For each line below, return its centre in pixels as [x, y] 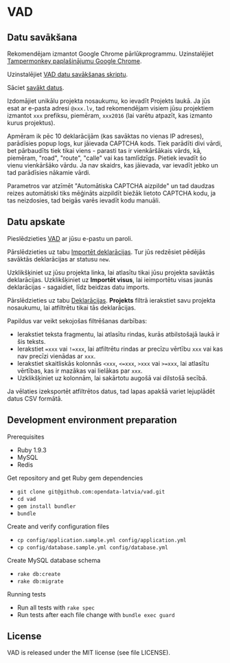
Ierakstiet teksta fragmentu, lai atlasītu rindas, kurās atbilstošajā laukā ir [118, 334]
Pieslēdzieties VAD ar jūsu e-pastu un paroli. [70, 238]
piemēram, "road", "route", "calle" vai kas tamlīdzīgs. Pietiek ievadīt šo [107, 158]
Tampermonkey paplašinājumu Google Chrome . [74, 61]
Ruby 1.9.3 [32, 450]
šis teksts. [31, 341]
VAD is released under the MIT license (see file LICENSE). [89, 653]
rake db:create [39, 574]
